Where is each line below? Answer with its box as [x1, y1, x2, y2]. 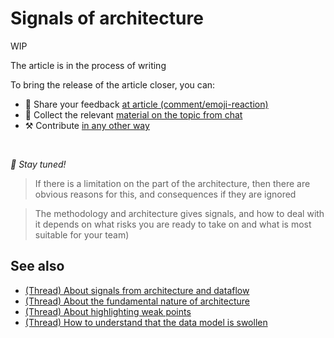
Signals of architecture [10, 7, 204, 30]
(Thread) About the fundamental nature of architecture [24, 295, 250, 307]
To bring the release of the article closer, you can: [10, 78, 216, 91]
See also [10, 258, 65, 275]
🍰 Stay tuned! [10, 158, 67, 170]
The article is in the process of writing [10, 59, 167, 71]
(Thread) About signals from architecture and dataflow [24, 284, 250, 296]
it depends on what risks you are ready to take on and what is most [34, 218, 312, 230]
